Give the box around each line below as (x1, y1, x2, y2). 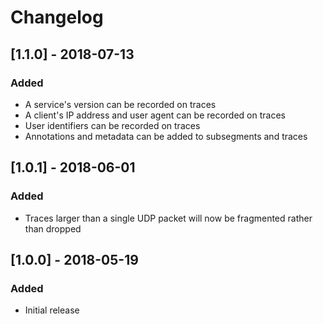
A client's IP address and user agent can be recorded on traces (24, 109, 286, 121)
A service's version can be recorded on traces (24, 98, 217, 110)
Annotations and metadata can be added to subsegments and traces (24, 130, 308, 142)
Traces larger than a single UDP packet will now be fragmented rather (24, 212, 313, 224)
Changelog (10, 6, 104, 29)
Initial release (24, 304, 80, 316)
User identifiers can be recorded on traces (24, 119, 201, 131)
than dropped (24, 222, 82, 235)
